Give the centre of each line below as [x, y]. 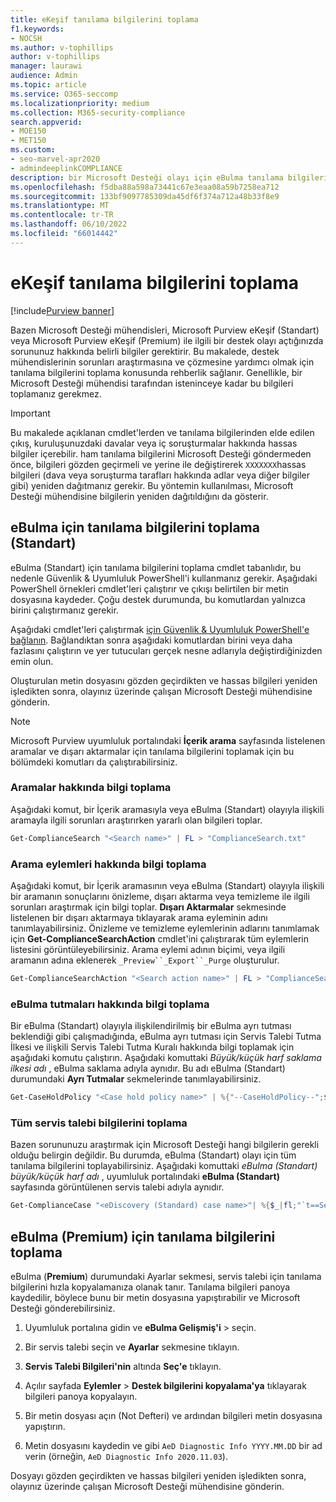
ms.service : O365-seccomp [64, 94]
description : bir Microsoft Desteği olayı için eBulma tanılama [147, 177]
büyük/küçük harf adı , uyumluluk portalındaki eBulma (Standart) [145, 1177]
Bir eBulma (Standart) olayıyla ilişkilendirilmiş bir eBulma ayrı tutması [151, 1026]
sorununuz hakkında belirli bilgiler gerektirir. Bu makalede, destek [145, 351]
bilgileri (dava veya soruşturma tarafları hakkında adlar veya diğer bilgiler [160, 475]
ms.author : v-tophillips [62, 47]
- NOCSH [26, 38]
